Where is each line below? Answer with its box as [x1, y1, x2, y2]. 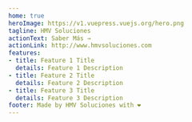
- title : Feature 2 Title [8, 71, 94, 79]
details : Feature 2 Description [15, 79, 124, 87]
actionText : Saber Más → [8, 34, 91, 43]
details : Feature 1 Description [15, 64, 124, 72]
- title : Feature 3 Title [8, 86, 94, 95]
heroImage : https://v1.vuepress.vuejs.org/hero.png [8, 19, 184, 27]
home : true [8, 11, 45, 20]
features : [8, 49, 42, 57]
